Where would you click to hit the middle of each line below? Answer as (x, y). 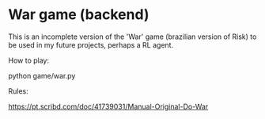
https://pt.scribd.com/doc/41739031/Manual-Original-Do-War (108, 106)
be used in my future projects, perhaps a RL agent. (91, 44)
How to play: (29, 60)
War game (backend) (79, 15)
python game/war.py (42, 75)
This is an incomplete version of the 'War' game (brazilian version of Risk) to (132, 36)
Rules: (19, 91)
